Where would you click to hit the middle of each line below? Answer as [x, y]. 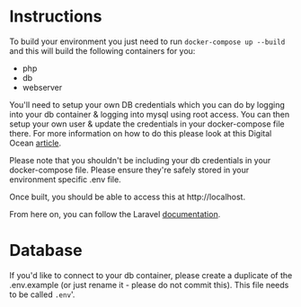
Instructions [56, 17]
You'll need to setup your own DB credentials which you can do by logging [147, 104]
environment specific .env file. [65, 179]
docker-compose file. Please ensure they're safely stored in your [129, 170]
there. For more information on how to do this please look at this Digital [141, 133]
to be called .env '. [42, 294]
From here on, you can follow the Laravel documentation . [115, 214]
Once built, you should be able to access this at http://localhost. [127, 197]
